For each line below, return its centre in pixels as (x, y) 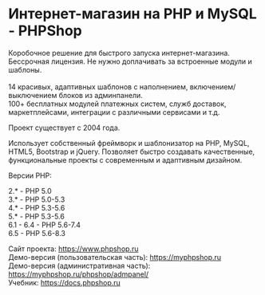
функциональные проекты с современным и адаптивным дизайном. (125, 159)
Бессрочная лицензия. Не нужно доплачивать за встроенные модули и (131, 61)
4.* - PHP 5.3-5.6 (37, 207)
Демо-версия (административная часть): (79, 265)
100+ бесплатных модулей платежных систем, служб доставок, (117, 104)
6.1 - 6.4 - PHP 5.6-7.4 (45, 225)
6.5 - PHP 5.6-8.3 (37, 233)
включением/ (213, 87)
